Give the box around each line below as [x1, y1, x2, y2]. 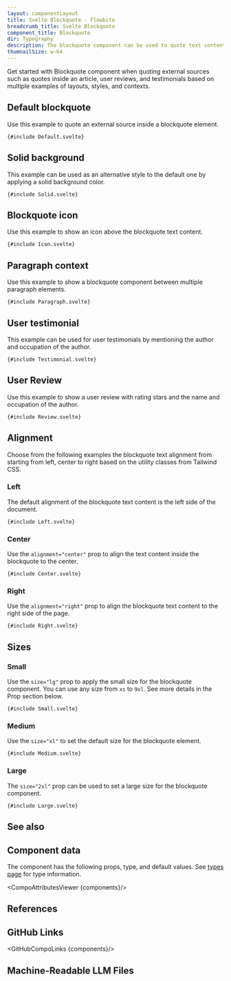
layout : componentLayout [7, 10, 78, 17]
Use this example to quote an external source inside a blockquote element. [7, 120, 219, 128]
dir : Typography [7, 36, 54, 43]
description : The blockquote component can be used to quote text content [7, 42, 226, 49]
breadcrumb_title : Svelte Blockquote [7, 23, 115, 30]
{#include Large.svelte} [7, 802, 78, 809]
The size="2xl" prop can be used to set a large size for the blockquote [7, 782, 208, 790]
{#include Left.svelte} [7, 518, 76, 525]
